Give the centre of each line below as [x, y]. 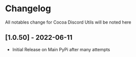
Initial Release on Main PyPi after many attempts [61, 49]
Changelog [28, 9]
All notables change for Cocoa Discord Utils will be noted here [68, 22]
